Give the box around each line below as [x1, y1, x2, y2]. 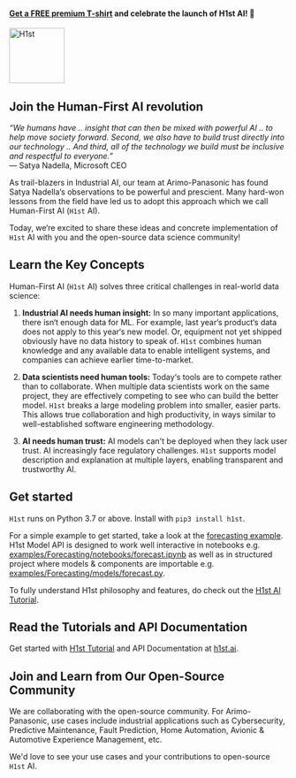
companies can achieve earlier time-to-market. [21, 355, 194, 365]
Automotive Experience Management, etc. [9, 735, 163, 745]
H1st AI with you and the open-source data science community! [9, 232, 241, 243]
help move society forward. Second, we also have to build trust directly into [9, 132, 285, 142]
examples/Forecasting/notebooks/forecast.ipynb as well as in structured [9, 549, 273, 560]
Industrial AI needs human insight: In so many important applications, [21, 307, 279, 318]
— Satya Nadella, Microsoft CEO [9, 160, 127, 171]
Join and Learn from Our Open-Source [9, 668, 225, 683]
